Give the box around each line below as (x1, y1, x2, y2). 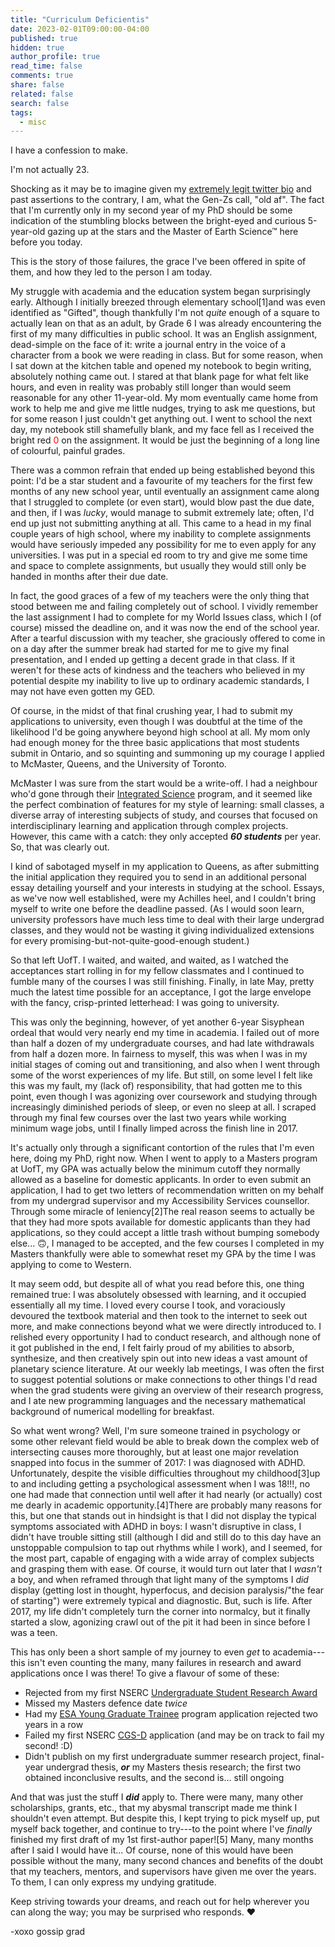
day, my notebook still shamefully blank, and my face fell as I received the (10, 424, 315, 436)
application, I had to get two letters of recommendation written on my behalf (10, 1184, 325, 1196)
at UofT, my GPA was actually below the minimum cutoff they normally (10, 1163, 301, 1175)
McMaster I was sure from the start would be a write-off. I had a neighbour (10, 777, 318, 790)
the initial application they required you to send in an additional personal (10, 871, 307, 883)
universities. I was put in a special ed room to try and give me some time (10, 549, 308, 561)
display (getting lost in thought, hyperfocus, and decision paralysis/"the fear (10, 1584, 325, 1596)
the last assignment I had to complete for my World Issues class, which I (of (10, 611, 322, 623)
